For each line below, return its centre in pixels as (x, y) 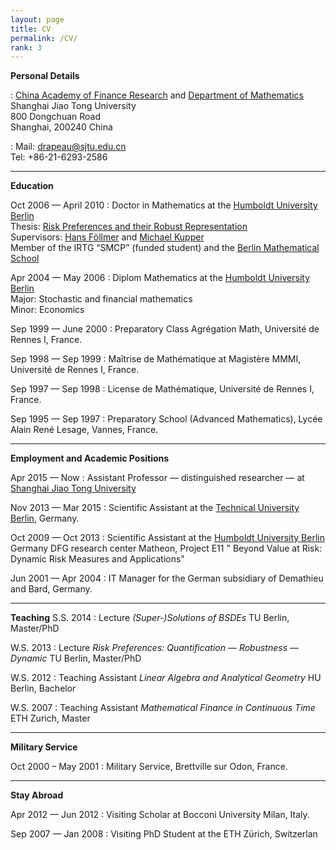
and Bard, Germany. (51, 589)
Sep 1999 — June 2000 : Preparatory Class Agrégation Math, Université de (165, 329)
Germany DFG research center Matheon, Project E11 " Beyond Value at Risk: (166, 548)
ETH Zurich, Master (50, 718)
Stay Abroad (37, 795)
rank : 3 (26, 47)
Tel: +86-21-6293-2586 (59, 157)
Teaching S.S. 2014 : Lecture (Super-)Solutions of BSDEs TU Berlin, (150, 618)
